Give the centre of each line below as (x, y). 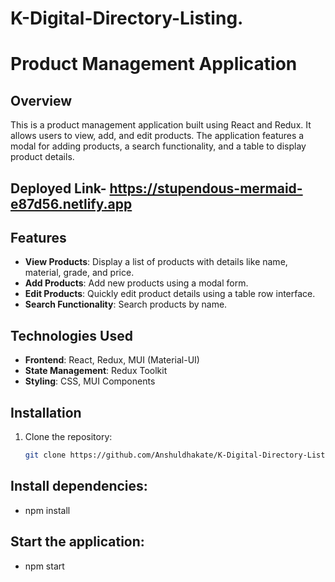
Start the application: (77, 542)
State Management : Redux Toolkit (96, 371)
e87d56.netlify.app (71, 203)
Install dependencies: (79, 486)
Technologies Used (71, 335)
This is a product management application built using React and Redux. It (161, 125)
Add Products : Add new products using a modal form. (136, 283)
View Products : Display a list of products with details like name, (156, 262)
